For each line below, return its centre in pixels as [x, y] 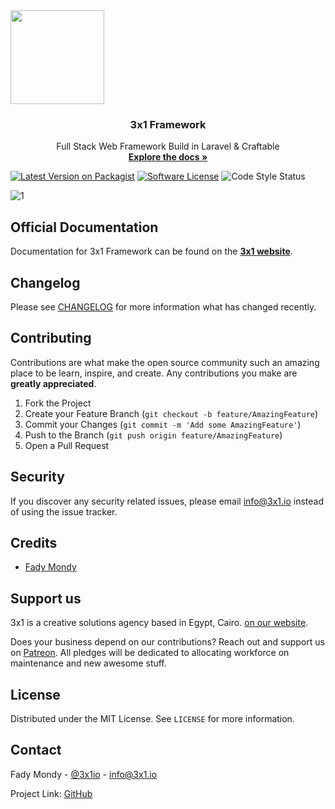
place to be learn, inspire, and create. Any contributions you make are [154, 373]
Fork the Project [58, 403]
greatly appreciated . [53, 383]
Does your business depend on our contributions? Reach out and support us [167, 642]
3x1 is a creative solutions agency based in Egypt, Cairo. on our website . [159, 623]
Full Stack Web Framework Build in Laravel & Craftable [168, 146]
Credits [34, 542]
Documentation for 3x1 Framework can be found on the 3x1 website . [151, 251]
